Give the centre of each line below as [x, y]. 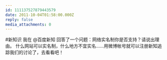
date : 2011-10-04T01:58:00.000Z [40, 15]
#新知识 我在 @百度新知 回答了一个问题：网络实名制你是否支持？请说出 [80, 39]
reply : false [19, 19]
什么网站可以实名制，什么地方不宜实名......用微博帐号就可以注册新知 [86, 46]
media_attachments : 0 [28, 24]
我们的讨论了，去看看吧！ [37, 52]
